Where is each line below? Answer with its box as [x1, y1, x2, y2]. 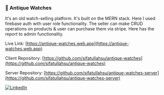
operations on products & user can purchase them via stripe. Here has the [5, 26, 155, 32]
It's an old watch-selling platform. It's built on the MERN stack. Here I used [5, 16, 156, 22]
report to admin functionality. [5, 31, 64, 37]
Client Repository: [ [5, 55, 44, 61]
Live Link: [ [5, 41, 27, 47]
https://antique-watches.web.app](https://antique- [26, 41, 129, 47]
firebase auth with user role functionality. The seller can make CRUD [5, 21, 143, 26]
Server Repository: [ [5, 70, 46, 76]
